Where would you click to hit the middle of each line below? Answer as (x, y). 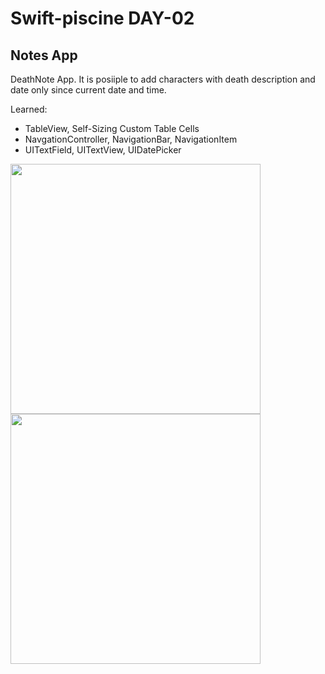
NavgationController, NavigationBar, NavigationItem (131, 139)
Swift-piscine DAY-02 (102, 18)
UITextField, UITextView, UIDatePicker (103, 150)
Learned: (29, 109)
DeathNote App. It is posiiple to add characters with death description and (163, 79)
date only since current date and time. (88, 90)
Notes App (44, 55)
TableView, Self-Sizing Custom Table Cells (112, 128)
